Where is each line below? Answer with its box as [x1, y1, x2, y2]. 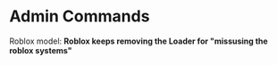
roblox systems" [9, 45, 72, 55]
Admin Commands [9, 6, 150, 27]
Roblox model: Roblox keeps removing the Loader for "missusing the [9, 36, 268, 46]
